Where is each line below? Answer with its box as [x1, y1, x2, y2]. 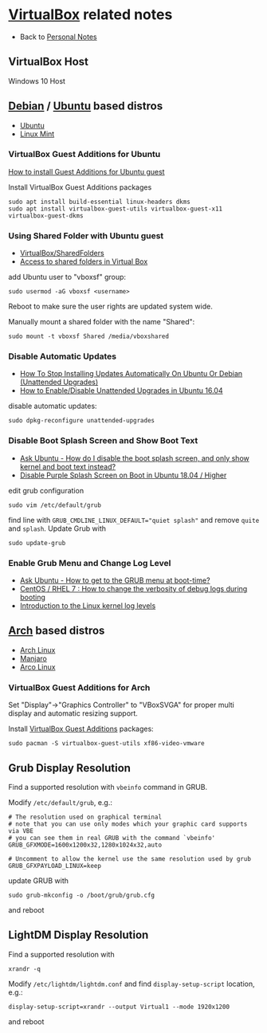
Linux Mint [19, 129, 55, 139]
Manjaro [19, 654, 48, 663]
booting [19, 592, 45, 603]
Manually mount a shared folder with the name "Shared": [8, 317, 195, 327]
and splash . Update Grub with [8, 524, 106, 533]
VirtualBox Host [8, 55, 89, 69]
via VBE [8, 827, 34, 835]
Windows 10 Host [8, 76, 66, 85]
